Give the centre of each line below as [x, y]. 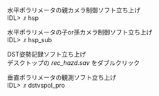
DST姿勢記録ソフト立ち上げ [47, 54]
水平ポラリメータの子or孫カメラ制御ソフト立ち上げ [80, 32]
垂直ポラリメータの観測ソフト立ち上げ [62, 77]
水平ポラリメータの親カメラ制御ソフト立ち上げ [74, 10]
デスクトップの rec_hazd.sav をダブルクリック [74, 63]
